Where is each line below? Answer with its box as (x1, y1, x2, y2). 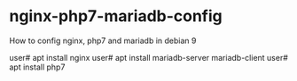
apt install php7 (9, 62, 66, 72)
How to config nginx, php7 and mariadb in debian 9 (9, 35, 197, 46)
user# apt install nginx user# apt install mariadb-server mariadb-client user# (9, 52, 288, 63)
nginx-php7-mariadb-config (9, 6, 223, 26)
